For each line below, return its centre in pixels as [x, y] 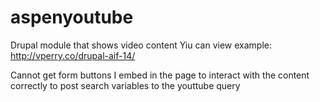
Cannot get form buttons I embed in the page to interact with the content [160, 75]
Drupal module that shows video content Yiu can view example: [141, 45]
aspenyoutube [72, 17]
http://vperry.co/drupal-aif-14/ [73, 55]
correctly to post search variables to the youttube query [125, 85]
